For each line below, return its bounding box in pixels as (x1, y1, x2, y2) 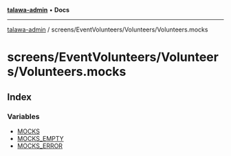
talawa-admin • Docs (7, 6, 70, 14)
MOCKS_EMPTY (16, 134, 64, 142)
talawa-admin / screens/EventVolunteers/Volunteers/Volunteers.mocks (7, 25, 208, 34)
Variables (7, 112, 40, 121)
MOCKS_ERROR (16, 142, 63, 150)
